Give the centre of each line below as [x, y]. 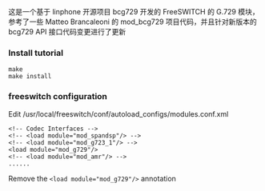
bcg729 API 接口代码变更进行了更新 [67, 32]
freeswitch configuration [58, 97]
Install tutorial [36, 53]
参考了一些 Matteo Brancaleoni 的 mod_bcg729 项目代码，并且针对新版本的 [133, 22]
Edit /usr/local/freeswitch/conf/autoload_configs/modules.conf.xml [118, 113]
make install [30, 77]
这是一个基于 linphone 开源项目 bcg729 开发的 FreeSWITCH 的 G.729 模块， [134, 12]
